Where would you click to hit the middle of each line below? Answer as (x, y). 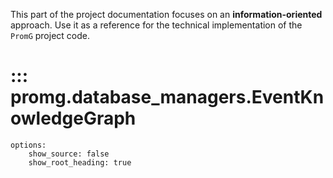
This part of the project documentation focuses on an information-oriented (166, 14)
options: (28, 145)
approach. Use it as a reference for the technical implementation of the (156, 25)
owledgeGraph (73, 118)
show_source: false (69, 154)
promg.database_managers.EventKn (167, 97)
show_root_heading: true (80, 162)
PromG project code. (50, 35)
